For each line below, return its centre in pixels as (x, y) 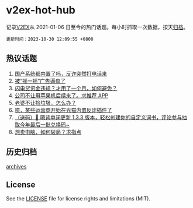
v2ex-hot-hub (41, 10)
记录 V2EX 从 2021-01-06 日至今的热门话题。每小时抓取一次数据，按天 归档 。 (97, 27)
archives (16, 166)
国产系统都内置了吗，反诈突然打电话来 (61, 73)
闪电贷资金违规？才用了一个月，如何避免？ (66, 88)
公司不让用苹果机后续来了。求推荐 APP (61, 95)
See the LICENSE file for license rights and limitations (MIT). (78, 199)
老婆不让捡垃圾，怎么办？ (45, 103)
